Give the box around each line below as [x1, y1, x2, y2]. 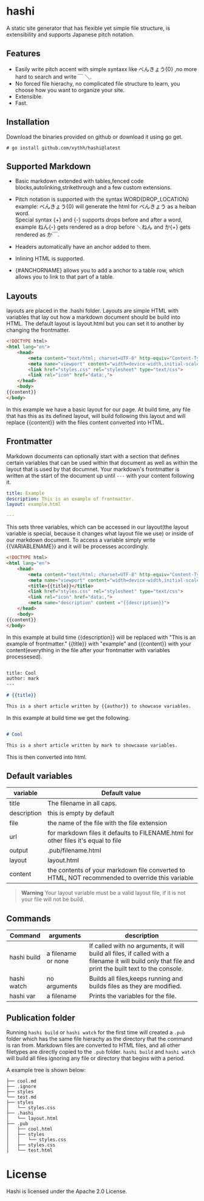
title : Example [6, 490, 45, 496]
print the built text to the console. [89, 964, 183, 973]
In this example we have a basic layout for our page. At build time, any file [6, 406, 191, 413]
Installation [6, 117, 50, 127]
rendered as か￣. [15, 231, 59, 238]
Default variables [6, 771, 73, 781]
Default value [101, 789, 141, 798]
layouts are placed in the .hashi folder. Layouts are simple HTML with [6, 307, 179, 315]
